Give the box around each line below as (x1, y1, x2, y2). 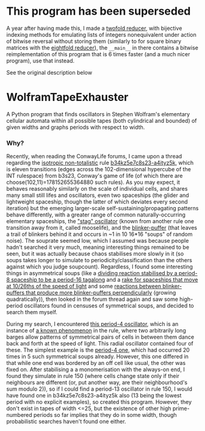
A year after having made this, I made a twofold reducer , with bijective (6, 24, 182, 32)
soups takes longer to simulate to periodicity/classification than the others (6, 257, 192, 264)
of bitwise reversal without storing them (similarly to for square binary (6, 37, 182, 45)
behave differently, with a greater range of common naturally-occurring (6, 211, 186, 218)
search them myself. (6, 309, 58, 316)
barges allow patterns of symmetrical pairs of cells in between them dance (6, 333, 195, 341)
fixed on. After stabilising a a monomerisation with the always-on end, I (6, 366, 185, 374)
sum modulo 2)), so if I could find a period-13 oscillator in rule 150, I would (6, 385, 193, 392)
